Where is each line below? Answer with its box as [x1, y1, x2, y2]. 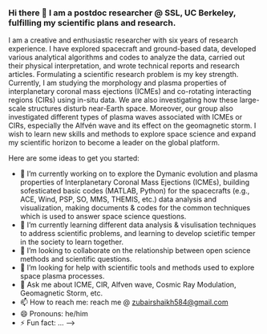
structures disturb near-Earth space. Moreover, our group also [27, 104, 234, 113]
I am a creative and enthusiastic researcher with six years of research [8, 35, 238, 45]
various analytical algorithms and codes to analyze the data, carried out [8, 52, 245, 63]
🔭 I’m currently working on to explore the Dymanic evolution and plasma [19, 169, 258, 179]
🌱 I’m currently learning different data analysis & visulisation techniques [19, 220, 257, 230]
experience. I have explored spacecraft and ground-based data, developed [8, 44, 257, 54]
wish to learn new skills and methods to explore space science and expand [8, 129, 257, 139]
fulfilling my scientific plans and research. [8, 17, 176, 28]
